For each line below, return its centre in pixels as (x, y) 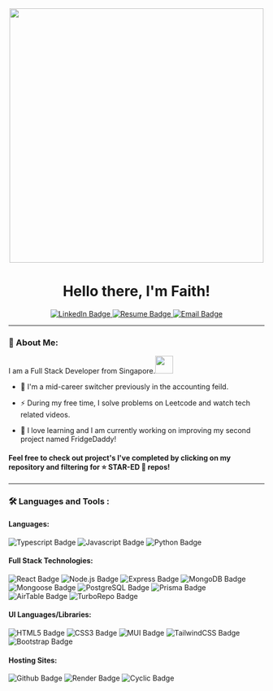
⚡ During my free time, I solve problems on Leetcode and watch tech (135, 403)
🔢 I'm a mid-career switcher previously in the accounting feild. (124, 387)
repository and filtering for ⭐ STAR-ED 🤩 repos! (89, 466)
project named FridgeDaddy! (68, 440)
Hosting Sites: (33, 660)
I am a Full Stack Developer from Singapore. (82, 371)
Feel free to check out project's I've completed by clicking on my (120, 457)
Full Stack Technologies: (51, 561)
